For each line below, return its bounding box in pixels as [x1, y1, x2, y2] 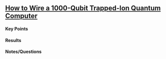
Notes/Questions [5, 48, 42, 54]
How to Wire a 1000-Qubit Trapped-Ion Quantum [5, 4, 161, 12]
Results [5, 37, 22, 43]
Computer [5, 12, 38, 20]
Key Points [5, 25, 29, 31]
